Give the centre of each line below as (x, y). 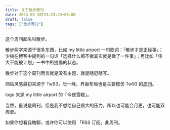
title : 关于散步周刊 (25, 10)
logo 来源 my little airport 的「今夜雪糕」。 (49, 95)
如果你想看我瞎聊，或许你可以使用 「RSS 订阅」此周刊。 (64, 122)
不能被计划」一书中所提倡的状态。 (45, 62)
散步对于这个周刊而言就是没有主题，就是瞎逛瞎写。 (58, 73)
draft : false (19, 19)
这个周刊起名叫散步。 (27, 39)
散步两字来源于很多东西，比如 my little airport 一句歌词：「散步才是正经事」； (84, 50)
